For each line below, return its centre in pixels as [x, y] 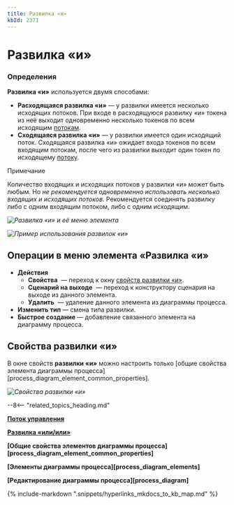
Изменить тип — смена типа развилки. [76, 309]
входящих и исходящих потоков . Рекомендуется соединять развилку [111, 199]
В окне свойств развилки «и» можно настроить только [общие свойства [117, 363]
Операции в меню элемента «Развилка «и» [108, 256]
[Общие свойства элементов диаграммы [71, 446]
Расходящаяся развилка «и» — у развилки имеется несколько [113, 105]
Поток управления [36, 418]
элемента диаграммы [40, 370]
